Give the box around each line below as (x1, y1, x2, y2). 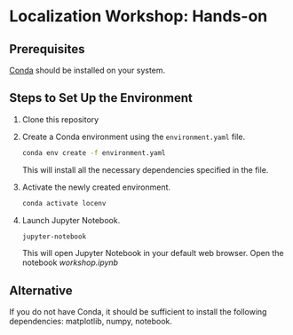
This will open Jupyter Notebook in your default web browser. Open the (21, 248, 284, 259)
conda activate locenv (21, 199, 107, 207)
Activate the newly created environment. (21, 182, 171, 192)
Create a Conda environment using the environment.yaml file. (21, 131, 246, 142)
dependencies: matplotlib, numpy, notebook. (9, 316, 173, 327)
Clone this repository (21, 113, 99, 125)
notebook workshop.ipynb (21, 257, 118, 268)
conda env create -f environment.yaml (21, 148, 166, 157)
